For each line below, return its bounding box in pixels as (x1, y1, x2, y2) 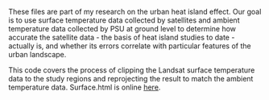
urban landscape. (8, 50, 67, 59)
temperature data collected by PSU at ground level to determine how (8, 24, 236, 33)
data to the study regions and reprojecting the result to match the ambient (8, 74, 254, 83)
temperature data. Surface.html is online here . (8, 82, 161, 92)
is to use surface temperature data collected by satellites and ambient (8, 15, 240, 25)
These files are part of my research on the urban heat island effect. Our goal (8, 7, 262, 16)
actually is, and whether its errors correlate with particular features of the (8, 41, 251, 51)
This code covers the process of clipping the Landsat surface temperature (8, 65, 255, 75)
